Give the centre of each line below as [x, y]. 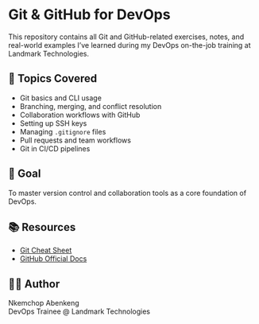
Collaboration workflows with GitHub [80, 115]
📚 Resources [42, 227]
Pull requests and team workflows [75, 140]
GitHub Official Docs [53, 259]
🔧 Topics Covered [53, 78]
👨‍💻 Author [34, 284]
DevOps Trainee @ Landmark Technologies [79, 311]
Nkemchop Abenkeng [44, 303]
